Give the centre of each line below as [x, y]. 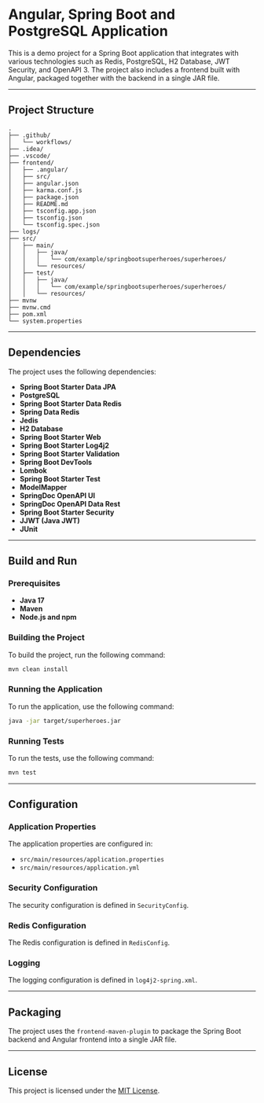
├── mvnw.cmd [29, 307]
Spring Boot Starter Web [60, 437]
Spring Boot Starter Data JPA [68, 386]
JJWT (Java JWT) [49, 520]
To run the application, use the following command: [91, 706]
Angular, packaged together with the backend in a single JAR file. [114, 78]
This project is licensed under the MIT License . [84, 1090]
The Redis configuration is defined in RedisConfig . [89, 943]
